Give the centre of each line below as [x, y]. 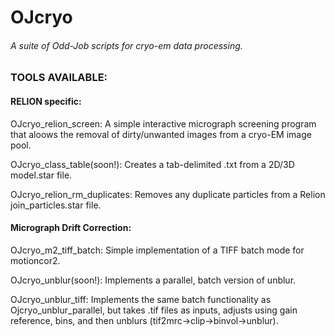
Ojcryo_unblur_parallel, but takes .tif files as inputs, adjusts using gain [154, 310]
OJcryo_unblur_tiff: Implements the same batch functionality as [141, 299]
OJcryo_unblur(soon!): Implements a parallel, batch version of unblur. [153, 280]
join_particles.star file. [56, 205]
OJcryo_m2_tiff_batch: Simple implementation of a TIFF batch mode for [157, 250]
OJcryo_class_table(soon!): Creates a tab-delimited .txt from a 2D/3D [152, 164]
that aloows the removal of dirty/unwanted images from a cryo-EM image [161, 134]
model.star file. [41, 175]
